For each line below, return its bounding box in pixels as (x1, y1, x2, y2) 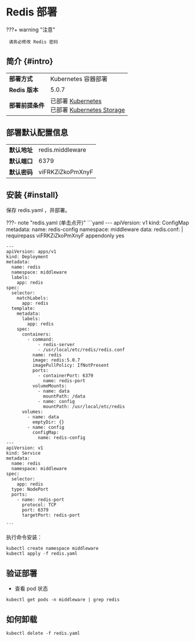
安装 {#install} (6, 190, 59, 200)
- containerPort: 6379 (37, 373, 94, 379)
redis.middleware (38, 145, 87, 154)
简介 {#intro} (6, 57, 54, 67)
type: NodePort (11, 487, 49, 493)
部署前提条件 (9, 101, 45, 109)
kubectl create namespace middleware (6, 546, 99, 552)
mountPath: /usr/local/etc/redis (43, 404, 125, 410)
